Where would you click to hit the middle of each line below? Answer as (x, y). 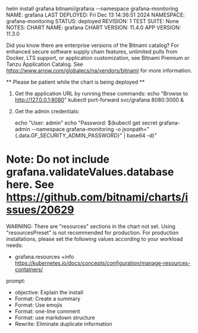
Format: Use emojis (38, 305)
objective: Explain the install (49, 292)
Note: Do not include (58, 159)
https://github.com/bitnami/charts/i (97, 197)
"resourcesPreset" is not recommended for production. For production (92, 232)
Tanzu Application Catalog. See (45, 64)
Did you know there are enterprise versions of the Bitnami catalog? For (93, 45)
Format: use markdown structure (55, 318)
